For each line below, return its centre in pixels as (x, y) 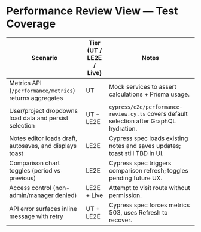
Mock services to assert (142, 86)
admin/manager (31, 195)
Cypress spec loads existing (148, 138)
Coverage (31, 24)
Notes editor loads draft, (43, 138)
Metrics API (25, 83)
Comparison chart (35, 163)
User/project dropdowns (43, 110)
